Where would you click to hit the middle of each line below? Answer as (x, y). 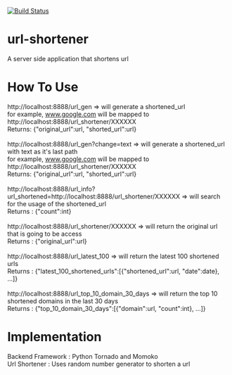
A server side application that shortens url (68, 58)
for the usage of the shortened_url (57, 203)
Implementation (54, 337)
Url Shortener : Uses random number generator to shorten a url (99, 364)
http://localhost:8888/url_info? (51, 189)
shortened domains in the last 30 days (63, 301)
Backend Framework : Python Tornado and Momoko (83, 356)
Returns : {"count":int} (39, 211)
